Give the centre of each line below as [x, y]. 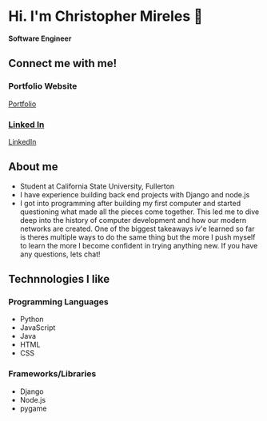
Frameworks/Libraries [52, 374]
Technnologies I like [59, 279]
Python [32, 320]
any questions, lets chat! [60, 254]
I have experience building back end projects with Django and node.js [135, 194]
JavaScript [38, 328]
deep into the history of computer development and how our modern [133, 220]
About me [33, 167]
